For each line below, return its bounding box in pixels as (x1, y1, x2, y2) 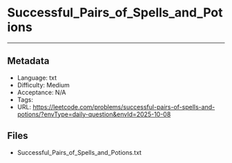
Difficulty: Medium (17, 80, 70, 89)
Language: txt (17, 74, 57, 82)
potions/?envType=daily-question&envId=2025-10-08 (17, 110, 171, 118)
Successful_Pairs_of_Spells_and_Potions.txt (17, 148, 142, 156)
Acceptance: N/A (17, 88, 67, 96)
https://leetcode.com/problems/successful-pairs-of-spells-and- (32, 102, 215, 111)
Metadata (7, 55, 50, 67)
